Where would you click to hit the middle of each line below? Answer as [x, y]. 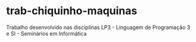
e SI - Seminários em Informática [46, 33]
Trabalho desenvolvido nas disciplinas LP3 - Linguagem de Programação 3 [98, 27]
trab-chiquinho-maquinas [72, 11]
